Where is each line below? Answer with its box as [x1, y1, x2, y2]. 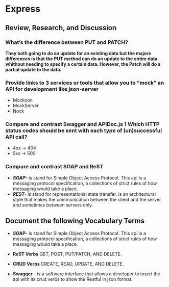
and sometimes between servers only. [12, 202, 93, 208]
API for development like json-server [5, 85, 99, 92]
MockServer [12, 102, 39, 109]
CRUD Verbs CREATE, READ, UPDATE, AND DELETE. [12, 260, 124, 267]
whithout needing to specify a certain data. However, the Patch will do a [5, 61, 161, 67]
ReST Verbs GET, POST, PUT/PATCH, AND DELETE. [12, 251, 122, 257]
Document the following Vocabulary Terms [5, 217, 145, 225]
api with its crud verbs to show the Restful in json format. [12, 276, 133, 282]
